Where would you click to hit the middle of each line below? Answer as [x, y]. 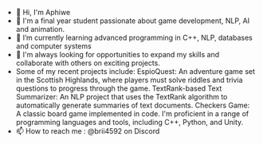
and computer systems [53, 46]
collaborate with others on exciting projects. [88, 63]
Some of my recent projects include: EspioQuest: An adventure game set [135, 71]
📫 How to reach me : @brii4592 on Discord [88, 131]
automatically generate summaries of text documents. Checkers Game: [133, 105]
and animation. [40, 29]
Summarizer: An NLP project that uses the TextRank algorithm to [122, 97]
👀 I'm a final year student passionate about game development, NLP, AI [132, 21]
